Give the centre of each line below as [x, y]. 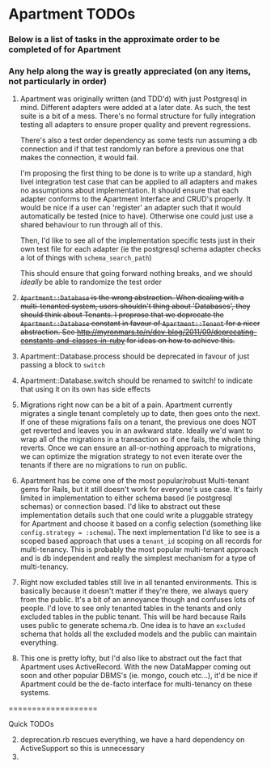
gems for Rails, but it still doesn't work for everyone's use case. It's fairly [141, 490]
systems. [35, 693]
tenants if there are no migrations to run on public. [104, 465]
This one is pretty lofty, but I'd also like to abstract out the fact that [131, 658]
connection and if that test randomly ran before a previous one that [132, 149]
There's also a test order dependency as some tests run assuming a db [138, 140]
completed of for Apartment [65, 49]
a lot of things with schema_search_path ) [86, 258]
